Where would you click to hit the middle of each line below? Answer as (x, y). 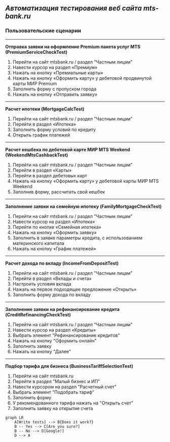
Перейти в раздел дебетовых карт (50, 175)
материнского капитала (38, 243)
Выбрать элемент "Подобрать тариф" (53, 392)
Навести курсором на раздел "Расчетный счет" (65, 387)
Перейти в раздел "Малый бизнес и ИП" (56, 381)
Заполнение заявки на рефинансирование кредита (62, 309)
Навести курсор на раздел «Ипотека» (54, 222)
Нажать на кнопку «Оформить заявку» (55, 232)
